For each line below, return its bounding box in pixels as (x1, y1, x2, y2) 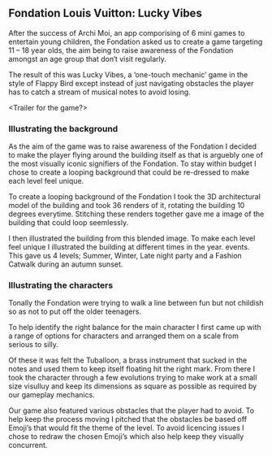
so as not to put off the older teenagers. (8, 306, 142, 316)
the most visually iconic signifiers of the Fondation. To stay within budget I (8, 159, 257, 169)
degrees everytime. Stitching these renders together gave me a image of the (8, 209, 265, 219)
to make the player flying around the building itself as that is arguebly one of (8, 150, 264, 160)
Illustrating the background (8, 123, 119, 134)
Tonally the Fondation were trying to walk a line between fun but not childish (8, 298, 264, 308)
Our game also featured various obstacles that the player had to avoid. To (8, 406, 254, 415)
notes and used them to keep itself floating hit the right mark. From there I (8, 364, 256, 374)
